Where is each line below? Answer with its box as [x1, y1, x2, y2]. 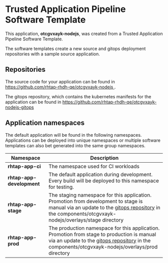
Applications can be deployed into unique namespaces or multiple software [5, 137, 161, 143]
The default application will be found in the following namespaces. [5, 132, 142, 138]
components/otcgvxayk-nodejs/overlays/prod [48, 243, 158, 250]
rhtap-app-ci [7, 163, 41, 170]
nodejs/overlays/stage [48, 216, 101, 223]
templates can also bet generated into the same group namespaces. [5, 142, 146, 148]
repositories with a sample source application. [5, 51, 100, 57]
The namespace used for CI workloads [48, 163, 140, 170]
